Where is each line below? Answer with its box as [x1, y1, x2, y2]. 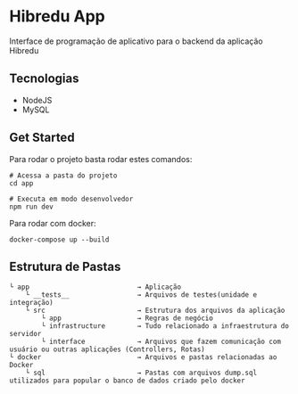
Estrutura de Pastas [9, 259, 121, 274]
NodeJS [21, 94, 53, 105]
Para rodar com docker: [9, 218, 96, 228]
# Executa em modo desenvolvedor [9, 194, 134, 203]
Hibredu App [9, 6, 105, 27]
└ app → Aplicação [9, 283, 181, 291]
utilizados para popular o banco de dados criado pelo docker [9, 376, 245, 385]
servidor [9, 330, 42, 339]
